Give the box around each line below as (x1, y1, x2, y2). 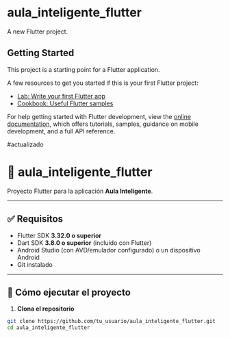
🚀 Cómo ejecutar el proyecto (7, 286, 131, 298)
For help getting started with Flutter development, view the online (7, 112, 192, 120)
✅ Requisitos (7, 213, 64, 225)
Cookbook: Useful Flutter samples (16, 99, 114, 107)
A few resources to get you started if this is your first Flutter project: (7, 79, 199, 87)
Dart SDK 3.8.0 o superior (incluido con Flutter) (16, 238, 152, 247)
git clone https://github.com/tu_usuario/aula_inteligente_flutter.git (7, 318, 216, 325)
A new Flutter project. (7, 27, 68, 36)
